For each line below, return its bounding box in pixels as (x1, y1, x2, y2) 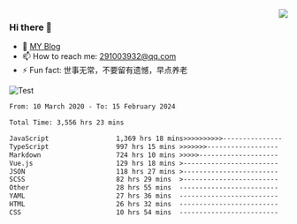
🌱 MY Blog (21, 41, 61, 52)
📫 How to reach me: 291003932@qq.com (21, 51, 177, 62)
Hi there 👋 (9, 21, 53, 34)
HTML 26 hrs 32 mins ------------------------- (9, 200, 278, 209)
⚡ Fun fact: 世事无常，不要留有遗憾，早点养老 (21, 65, 188, 76)
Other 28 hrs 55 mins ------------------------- (9, 183, 278, 192)
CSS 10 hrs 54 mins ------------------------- (9, 207, 278, 217)
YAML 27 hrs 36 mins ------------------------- (9, 191, 278, 201)
